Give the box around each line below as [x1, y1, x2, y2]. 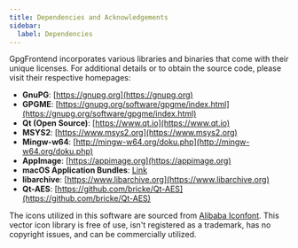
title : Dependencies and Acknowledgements [9, 12, 169, 22]
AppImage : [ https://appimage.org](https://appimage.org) [21, 156, 232, 167]
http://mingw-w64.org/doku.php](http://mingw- [75, 136, 250, 147]
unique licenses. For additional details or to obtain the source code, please [9, 63, 282, 74]
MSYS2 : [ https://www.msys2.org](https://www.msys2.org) [21, 128, 238, 138]
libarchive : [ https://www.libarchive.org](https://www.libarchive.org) [21, 174, 270, 185]
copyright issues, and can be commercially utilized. [9, 229, 197, 240]
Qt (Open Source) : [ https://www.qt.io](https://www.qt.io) [21, 118, 231, 128]
